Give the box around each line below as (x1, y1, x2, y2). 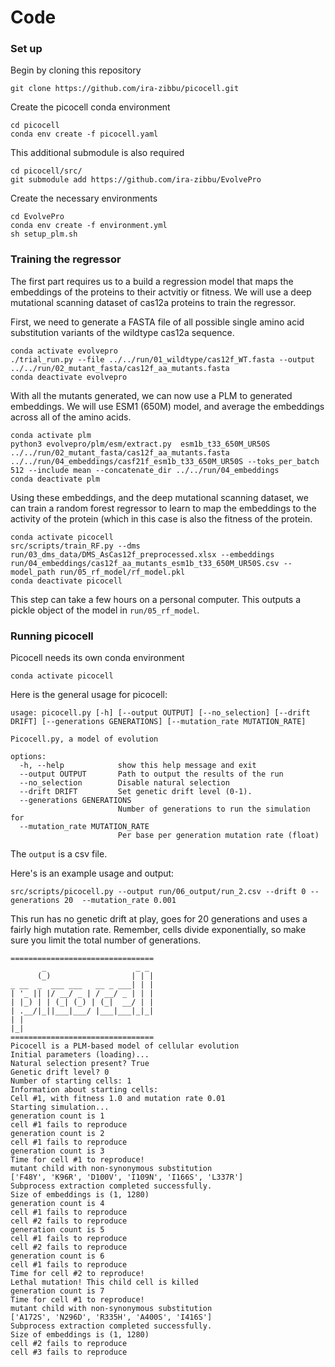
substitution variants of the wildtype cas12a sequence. (10, 326, 235, 338)
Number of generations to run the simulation (117, 804, 311, 815)
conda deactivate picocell (10, 576, 123, 586)
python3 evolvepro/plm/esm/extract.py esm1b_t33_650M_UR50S (10, 439, 271, 449)
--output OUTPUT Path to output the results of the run (19, 769, 284, 780)
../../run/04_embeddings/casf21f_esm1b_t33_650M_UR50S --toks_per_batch (10, 456, 320, 466)
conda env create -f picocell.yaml (10, 129, 159, 140)
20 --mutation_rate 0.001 (63, 896, 177, 906)
